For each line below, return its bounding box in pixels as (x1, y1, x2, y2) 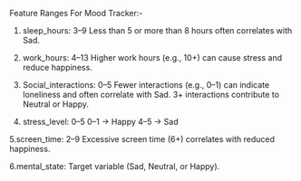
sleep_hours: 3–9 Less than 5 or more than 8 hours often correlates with (22, 25, 293, 35)
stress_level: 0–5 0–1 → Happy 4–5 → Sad (22, 117, 179, 127)
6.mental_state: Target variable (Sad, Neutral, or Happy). (9, 161, 220, 171)
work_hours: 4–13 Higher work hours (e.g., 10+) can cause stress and (22, 52, 283, 62)
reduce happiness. (22, 62, 92, 72)
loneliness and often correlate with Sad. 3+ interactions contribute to (22, 90, 279, 100)
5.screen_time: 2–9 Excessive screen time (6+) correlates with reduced (9, 134, 275, 144)
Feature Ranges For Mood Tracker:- (9, 8, 143, 18)
